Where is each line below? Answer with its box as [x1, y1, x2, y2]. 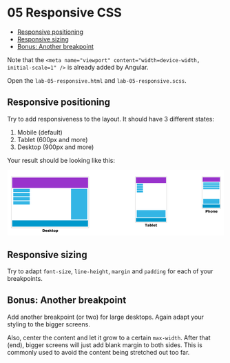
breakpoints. [7, 275, 43, 283]
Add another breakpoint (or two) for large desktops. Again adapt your [7, 313, 205, 321]
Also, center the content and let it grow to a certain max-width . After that [7, 333, 211, 342]
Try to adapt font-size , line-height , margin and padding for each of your [7, 267, 213, 275]
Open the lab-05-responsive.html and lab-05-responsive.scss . [7, 76, 187, 84]
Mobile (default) [17, 128, 63, 136]
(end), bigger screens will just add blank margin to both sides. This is [7, 340, 203, 349]
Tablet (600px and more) [17, 135, 88, 144]
